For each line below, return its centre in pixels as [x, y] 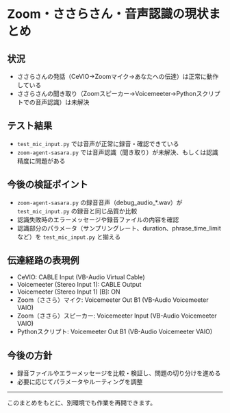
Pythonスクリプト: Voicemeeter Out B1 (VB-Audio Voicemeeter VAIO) [115, 332]
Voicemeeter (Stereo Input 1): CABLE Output [79, 285]
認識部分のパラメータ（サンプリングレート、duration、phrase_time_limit [119, 228]
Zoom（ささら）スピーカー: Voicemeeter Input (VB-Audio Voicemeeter [117, 316]
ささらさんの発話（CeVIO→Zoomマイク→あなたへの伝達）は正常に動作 [118, 76]
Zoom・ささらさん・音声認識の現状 [108, 14]
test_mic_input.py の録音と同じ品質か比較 [77, 211]
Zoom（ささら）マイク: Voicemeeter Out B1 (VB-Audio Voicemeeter [113, 300]
